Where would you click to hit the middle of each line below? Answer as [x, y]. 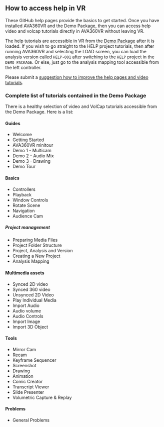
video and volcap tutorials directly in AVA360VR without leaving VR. [75, 31]
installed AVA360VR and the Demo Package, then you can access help [78, 26]
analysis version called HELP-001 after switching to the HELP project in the [80, 57]
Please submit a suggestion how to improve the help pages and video [77, 77]
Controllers [24, 189]
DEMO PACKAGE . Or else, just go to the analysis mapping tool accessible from [82, 62]
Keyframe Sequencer [34, 360]
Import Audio [26, 305]
